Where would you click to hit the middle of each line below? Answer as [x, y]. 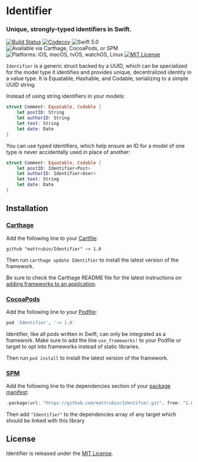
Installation [27, 208]
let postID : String [41, 113]
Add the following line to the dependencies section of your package [88, 386]
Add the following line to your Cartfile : [52, 238]
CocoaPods [23, 299]
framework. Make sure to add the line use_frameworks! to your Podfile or [94, 340]
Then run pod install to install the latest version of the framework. [88, 358]
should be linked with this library [46, 421]
